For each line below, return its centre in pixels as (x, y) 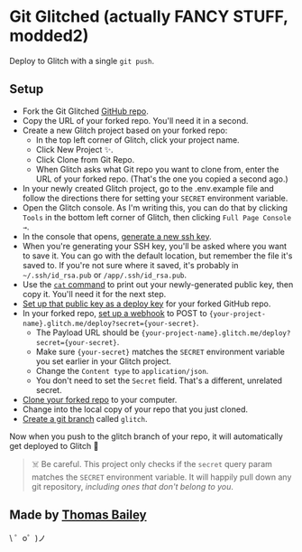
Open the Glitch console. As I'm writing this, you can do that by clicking (155, 207)
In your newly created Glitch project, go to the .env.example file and (148, 188)
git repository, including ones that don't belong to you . (133, 486)
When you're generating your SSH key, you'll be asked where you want (154, 246)
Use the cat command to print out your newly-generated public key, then (158, 284)
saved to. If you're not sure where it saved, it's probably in (130, 265)
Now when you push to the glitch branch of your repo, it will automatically (146, 436)
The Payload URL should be (87, 332)
